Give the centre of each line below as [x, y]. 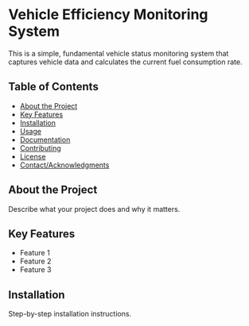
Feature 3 [35, 270]
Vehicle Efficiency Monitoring [108, 15]
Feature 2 [35, 261]
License [33, 156]
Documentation [45, 140]
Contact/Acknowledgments [64, 165]
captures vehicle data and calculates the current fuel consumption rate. [125, 62]
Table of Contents [54, 87]
